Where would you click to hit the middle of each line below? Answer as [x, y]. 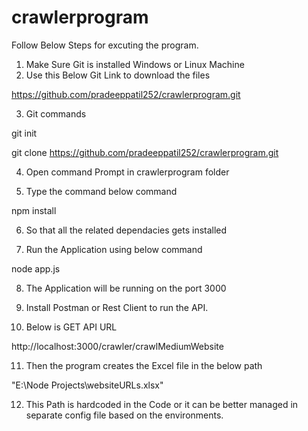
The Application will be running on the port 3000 [126, 288]
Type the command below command [101, 191]
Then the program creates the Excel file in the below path [144, 365]
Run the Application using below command [114, 249]
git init [24, 133]
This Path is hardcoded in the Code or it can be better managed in [162, 404]
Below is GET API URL [71, 327]
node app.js [36, 268]
